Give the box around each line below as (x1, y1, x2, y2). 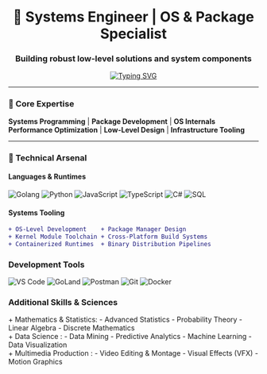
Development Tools (8, 259, 85, 270)
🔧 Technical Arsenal (8, 152, 87, 163)
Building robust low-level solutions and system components (14, 53, 253, 64)
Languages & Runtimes (8, 172, 87, 182)
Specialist (99, 25, 168, 43)
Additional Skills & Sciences (8, 296, 118, 307)
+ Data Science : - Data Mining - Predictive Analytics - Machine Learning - (8, 332, 252, 341)
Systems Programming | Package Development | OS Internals (8, 116, 216, 126)
